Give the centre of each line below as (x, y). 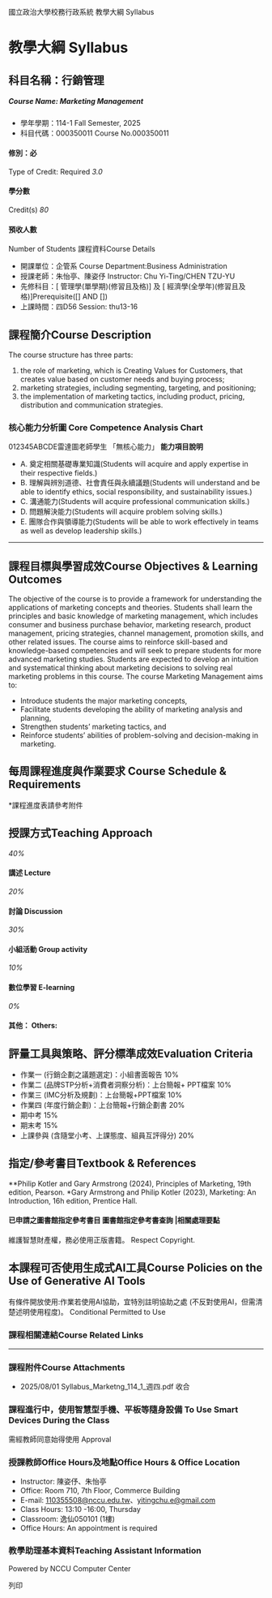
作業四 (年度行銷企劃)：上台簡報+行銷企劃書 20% (102, 1105)
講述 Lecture (30, 873)
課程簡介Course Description (80, 335)
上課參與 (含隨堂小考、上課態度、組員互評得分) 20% (107, 1135)
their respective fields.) (59, 473)
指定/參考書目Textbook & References (102, 1163)
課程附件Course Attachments (67, 1368)
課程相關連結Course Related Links (76, 1335)
